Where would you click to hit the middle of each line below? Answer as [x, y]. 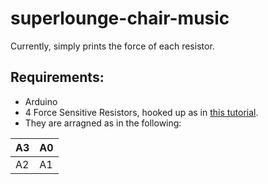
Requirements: [57, 77]
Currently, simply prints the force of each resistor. [112, 46]
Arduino [41, 101]
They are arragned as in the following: [103, 123]
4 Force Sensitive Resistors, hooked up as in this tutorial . [141, 112]
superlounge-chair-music [120, 18]
